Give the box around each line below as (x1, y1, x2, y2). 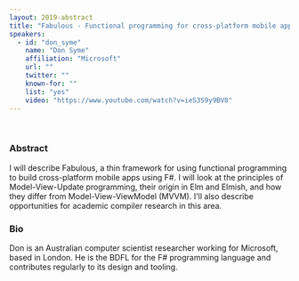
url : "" (25, 63, 53, 72)
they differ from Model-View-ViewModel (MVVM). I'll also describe (9, 190, 254, 201)
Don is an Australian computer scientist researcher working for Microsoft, (9, 242, 279, 253)
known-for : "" (25, 79, 77, 88)
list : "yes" (25, 87, 69, 96)
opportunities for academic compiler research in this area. (9, 200, 222, 211)
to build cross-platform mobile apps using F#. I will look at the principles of (9, 172, 284, 182)
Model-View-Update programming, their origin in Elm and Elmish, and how (9, 181, 282, 192)
